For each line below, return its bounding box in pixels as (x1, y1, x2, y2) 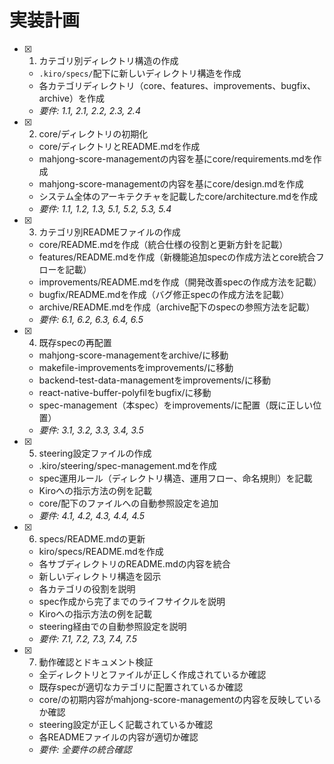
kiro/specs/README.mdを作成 (38, 545, 164, 557)
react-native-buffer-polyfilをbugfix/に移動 (38, 386, 212, 398)
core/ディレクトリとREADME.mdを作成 (38, 140, 201, 152)
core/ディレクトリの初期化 (38, 127, 149, 140)
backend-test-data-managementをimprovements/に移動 (38, 374, 272, 386)
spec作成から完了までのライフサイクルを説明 (38, 595, 226, 607)
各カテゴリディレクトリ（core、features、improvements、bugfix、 (38, 79, 316, 91)
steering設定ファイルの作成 (38, 447, 152, 459)
